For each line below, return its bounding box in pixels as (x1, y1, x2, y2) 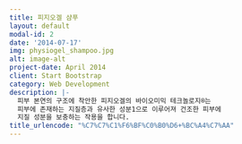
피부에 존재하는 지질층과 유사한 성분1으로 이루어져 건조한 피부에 (17, 105, 221, 114)
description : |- (9, 88, 70, 97)
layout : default (9, 21, 70, 30)
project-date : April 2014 (9, 64, 106, 72)
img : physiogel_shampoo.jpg (9, 47, 115, 55)
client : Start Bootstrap (9, 72, 102, 80)
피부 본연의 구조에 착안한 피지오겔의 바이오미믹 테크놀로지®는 (17, 96, 212, 106)
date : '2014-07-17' (9, 38, 82, 47)
